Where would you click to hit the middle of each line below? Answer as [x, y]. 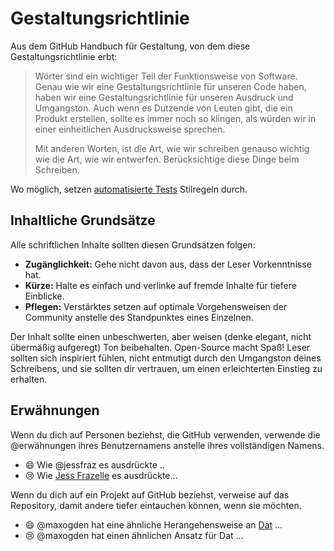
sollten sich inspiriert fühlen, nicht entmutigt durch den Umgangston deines [166, 358]
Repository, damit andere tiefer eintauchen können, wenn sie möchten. [156, 505]
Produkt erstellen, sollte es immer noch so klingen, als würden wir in [175, 118]
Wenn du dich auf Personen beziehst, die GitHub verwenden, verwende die [165, 434]
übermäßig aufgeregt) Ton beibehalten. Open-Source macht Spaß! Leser [160, 347]
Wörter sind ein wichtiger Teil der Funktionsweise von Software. [166, 76]
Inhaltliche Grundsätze [83, 220]
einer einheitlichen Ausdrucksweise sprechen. [130, 129]
